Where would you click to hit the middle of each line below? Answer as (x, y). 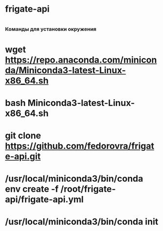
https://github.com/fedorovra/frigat (80, 146)
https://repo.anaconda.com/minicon (81, 60)
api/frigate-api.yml (44, 199)
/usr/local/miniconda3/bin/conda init (82, 222)
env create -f (32, 189)
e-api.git (23, 156)
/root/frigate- (88, 189)
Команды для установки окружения (51, 29)
